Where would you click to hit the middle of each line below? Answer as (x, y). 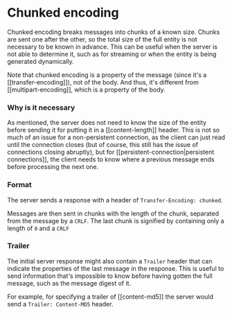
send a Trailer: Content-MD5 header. (60, 304)
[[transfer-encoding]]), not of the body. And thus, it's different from (103, 82)
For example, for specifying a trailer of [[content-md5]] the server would (110, 297)
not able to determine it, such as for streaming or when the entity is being (112, 54)
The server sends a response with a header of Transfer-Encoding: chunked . (115, 200)
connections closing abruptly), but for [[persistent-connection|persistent (111, 152)
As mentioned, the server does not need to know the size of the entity (107, 123)
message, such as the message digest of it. (69, 283)
